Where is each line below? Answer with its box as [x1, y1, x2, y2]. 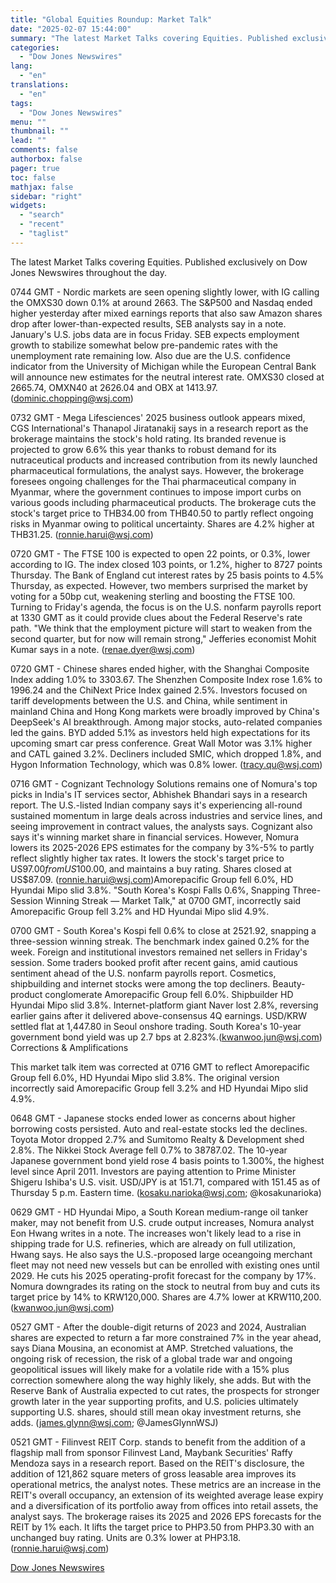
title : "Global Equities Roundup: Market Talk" [10, 14, 213, 25]
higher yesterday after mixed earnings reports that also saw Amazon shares [10, 307, 323, 319]
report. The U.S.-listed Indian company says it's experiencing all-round [10, 799, 303, 811]
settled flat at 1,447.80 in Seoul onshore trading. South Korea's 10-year [10, 1020, 302, 1032]
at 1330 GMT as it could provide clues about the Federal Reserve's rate [10, 611, 303, 623]
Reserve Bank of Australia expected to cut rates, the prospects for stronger [10, 1384, 320, 1396]
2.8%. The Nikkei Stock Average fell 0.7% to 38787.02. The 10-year [10, 1144, 288, 1156]
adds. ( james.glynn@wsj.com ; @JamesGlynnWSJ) [10, 1416, 219, 1428]
